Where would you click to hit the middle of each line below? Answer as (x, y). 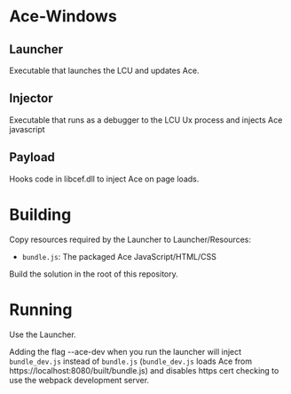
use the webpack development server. (79, 380)
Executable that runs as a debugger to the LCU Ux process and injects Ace (146, 120)
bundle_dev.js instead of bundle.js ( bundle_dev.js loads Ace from (131, 361)
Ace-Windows (63, 16)
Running (41, 310)
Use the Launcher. (43, 334)
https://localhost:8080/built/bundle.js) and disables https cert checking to (144, 370)
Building (40, 214)
